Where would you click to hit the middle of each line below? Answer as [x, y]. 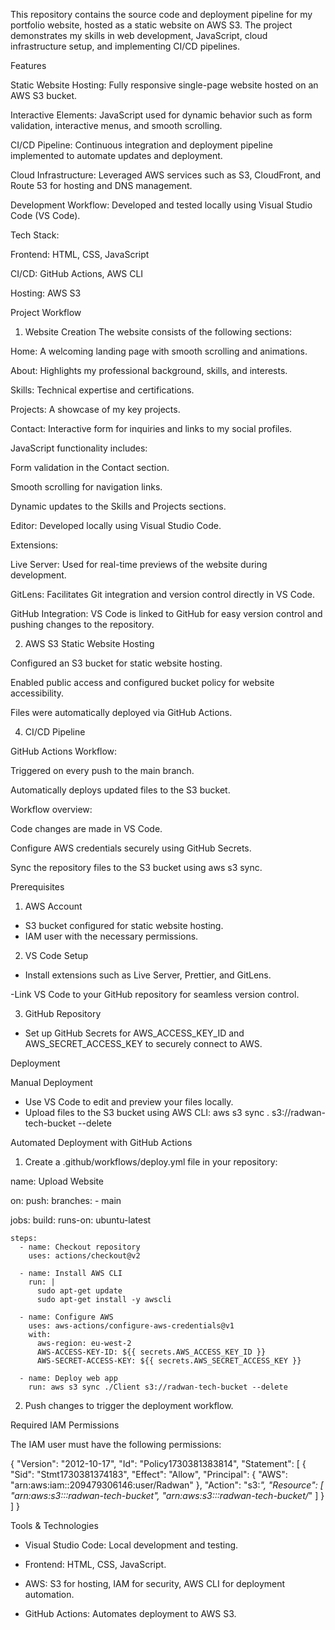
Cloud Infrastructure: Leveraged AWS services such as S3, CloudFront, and [166, 175]
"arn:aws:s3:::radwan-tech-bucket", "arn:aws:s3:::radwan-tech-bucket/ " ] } [167, 1495]
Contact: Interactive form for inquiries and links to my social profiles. [151, 428]
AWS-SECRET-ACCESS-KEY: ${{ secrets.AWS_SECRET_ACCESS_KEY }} [169, 1361]
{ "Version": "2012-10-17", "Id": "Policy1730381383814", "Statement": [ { [158, 1463]
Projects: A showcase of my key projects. [95, 409]
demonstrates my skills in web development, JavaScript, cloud [139, 35]
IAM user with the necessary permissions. [111, 936]
